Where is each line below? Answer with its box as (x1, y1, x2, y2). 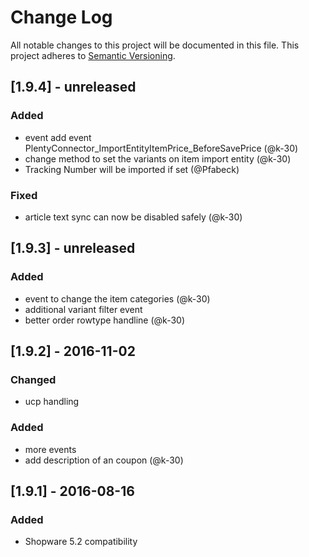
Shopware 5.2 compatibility (24, 536, 138, 548)
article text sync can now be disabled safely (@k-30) (24, 211, 243, 223)
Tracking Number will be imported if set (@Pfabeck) (24, 163, 240, 175)
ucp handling (24, 396, 80, 408)
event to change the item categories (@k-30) (24, 292, 211, 305)
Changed (10, 372, 57, 386)
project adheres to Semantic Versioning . (10, 49, 176, 61)
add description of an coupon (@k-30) (24, 454, 184, 466)
